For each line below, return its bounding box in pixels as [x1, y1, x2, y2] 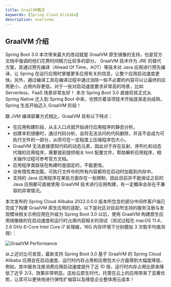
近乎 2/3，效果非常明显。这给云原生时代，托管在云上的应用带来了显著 [14, 270, 161, 276]
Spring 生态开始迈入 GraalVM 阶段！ [5, 102, 81, 108]
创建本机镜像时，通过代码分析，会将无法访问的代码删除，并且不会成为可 [12, 130, 164, 136]
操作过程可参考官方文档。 [17, 156, 71, 162]
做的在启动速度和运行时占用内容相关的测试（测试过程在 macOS [18, 217, 151, 224]
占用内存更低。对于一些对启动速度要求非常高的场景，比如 [22, 83, 144, 90]
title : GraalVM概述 [5, 7, 45, 13]
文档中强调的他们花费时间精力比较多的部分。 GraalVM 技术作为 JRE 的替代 [5, 58, 162, 64]
